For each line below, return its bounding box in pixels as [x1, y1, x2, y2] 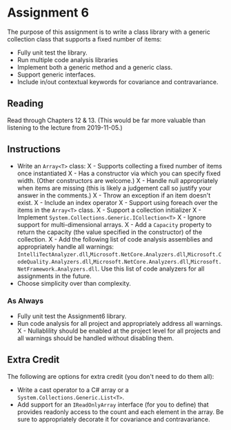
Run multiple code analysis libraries [17, 55, 119, 63]
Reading [7, 98, 43, 110]
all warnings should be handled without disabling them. [17, 333, 174, 342]
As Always [7, 296, 43, 306]
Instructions [7, 144, 61, 155]
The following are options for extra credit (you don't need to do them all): [7, 372, 214, 380]
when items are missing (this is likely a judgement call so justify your [17, 184, 212, 192]
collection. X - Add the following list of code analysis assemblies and [17, 235, 213, 243]
